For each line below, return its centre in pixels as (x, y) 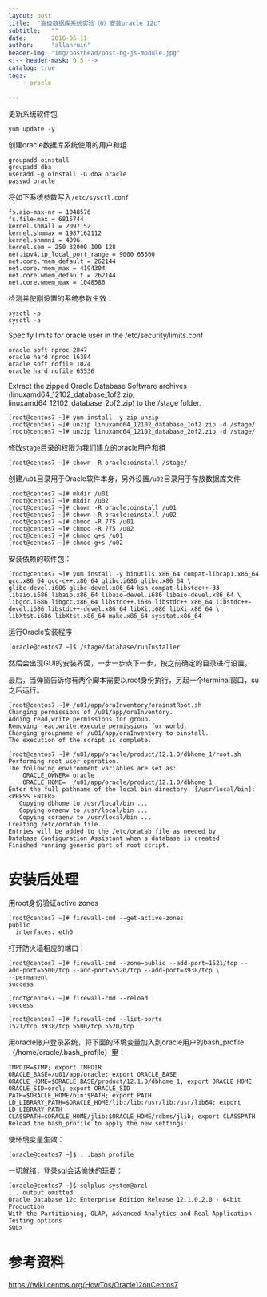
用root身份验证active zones (53, 903)
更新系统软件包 (33, 114)
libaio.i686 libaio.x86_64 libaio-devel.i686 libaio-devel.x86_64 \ (125, 595)
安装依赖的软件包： (40, 559)
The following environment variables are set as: (93, 768)
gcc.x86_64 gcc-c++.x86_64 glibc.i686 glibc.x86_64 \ (100, 581)
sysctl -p (25, 313)
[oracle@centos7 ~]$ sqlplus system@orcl (78, 1186)
